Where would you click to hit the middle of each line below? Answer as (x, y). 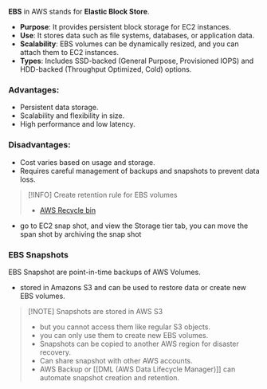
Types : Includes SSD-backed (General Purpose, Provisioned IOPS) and (136, 61)
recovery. (55, 352)
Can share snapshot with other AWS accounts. (116, 360)
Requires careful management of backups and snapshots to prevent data (140, 171)
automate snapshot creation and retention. (110, 377)
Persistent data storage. (59, 108)
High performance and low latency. (77, 124)
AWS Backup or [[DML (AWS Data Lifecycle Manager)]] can (137, 369)
